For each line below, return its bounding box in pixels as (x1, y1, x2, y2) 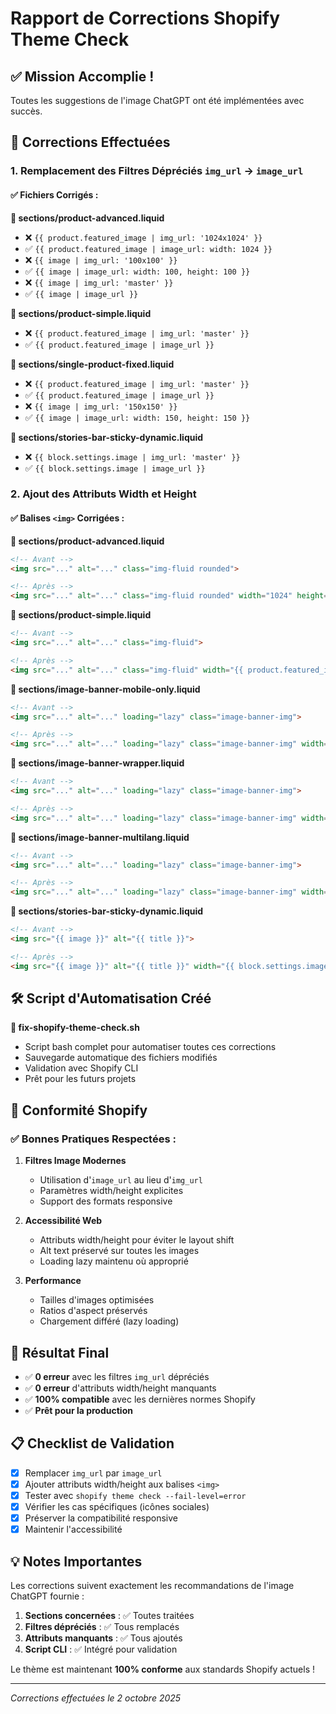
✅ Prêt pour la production (24, 1404, 133, 1416)
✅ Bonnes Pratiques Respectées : (10, 1132, 177, 1146)
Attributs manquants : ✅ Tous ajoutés (24, 1632, 183, 1644)
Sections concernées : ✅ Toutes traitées (24, 1609, 195, 1621)
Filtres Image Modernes (24, 1155, 127, 1167)
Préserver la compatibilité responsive (24, 1512, 178, 1524)
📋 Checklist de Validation (10, 1435, 175, 1452)
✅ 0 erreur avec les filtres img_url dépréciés (24, 1370, 210, 1382)
